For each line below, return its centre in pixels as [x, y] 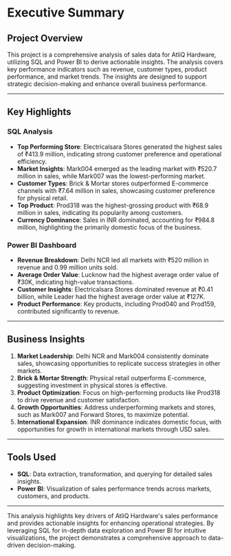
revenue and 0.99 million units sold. [67, 267]
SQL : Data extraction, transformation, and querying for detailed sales [115, 474]
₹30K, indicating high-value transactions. [75, 282]
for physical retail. [43, 198]
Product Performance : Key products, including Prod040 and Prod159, [116, 304]
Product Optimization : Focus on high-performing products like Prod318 [119, 392]
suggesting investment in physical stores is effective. [92, 385]
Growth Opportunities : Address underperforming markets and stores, [116, 407]
